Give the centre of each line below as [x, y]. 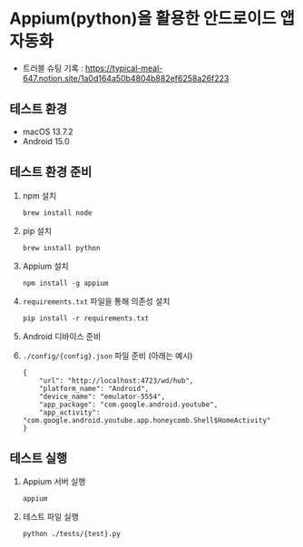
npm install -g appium [65, 283]
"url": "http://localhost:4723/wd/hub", [117, 381]
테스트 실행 [39, 458]
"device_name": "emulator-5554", [103, 396]
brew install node [57, 213]
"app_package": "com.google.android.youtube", [129, 405]
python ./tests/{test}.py [71, 534]
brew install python [61, 248]
